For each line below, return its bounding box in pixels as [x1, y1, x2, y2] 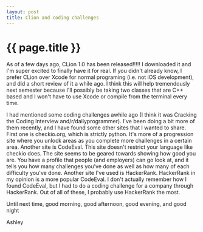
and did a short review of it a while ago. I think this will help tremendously [6, 80, 190, 87]
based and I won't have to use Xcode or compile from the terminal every [6, 93, 187, 100]
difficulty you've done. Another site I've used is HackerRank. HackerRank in [6, 169, 196, 177]
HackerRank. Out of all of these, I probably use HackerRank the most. [6, 189, 181, 196]
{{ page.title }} [6, 41, 81, 55]
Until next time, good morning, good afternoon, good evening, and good [6, 200, 187, 208]
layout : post [6, 9, 40, 15]
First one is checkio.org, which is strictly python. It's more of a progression [6, 131, 194, 138]
